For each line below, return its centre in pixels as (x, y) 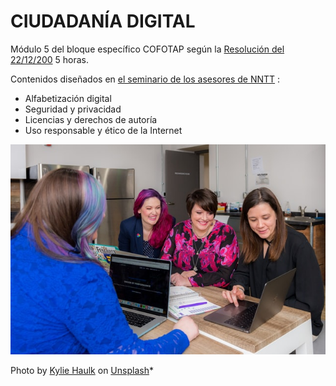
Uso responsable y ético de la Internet (103, 130)
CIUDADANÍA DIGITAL (103, 21)
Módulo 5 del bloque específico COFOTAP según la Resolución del (147, 49)
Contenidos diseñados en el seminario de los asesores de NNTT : (145, 79)
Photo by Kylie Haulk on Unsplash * (82, 371)
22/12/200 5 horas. (50, 59)
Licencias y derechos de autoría (91, 119)
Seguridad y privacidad (73, 109)
